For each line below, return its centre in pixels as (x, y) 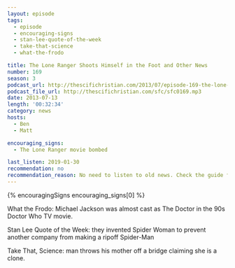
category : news (29, 111)
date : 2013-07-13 (33, 98)
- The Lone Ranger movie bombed (61, 150)
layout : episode (31, 14)
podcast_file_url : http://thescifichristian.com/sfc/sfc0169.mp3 (104, 92)
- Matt (23, 130)
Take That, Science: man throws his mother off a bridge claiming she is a (112, 251)
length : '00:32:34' (36, 105)
